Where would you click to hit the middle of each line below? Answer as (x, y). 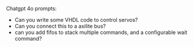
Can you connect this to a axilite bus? (60, 26)
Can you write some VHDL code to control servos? (76, 20)
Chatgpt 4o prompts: (32, 9)
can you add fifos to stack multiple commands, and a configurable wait (101, 32)
